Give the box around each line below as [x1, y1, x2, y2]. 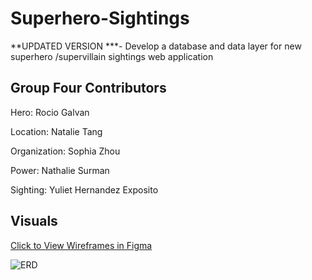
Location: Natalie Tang [10, 125, 103, 137]
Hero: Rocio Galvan [10, 106, 90, 118]
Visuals [10, 213, 58, 230]
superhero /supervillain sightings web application [10, 50, 214, 62]
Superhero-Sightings [10, 7, 190, 30]
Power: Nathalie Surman [10, 164, 110, 176]
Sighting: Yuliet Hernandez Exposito [10, 183, 159, 196]
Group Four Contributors [10, 80, 167, 97]
